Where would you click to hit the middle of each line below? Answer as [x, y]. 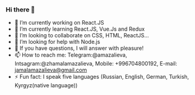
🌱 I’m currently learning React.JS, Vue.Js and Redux [79, 29]
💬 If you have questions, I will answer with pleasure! [79, 48]
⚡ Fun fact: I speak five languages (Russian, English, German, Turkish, [101, 77]
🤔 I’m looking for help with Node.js [57, 42]
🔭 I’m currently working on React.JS [59, 23]
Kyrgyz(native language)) [46, 85]
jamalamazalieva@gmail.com [51, 70]
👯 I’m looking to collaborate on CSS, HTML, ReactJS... [82, 35]
